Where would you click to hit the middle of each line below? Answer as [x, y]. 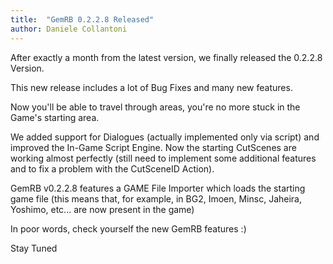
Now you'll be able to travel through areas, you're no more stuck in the [155, 107]
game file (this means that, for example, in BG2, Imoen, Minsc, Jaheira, [156, 198]
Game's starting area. [55, 117]
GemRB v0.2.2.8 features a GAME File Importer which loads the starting [158, 188]
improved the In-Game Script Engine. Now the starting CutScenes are [153, 147]
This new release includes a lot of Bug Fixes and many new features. [151, 87]
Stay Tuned [34, 248]
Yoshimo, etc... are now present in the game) [102, 209]
